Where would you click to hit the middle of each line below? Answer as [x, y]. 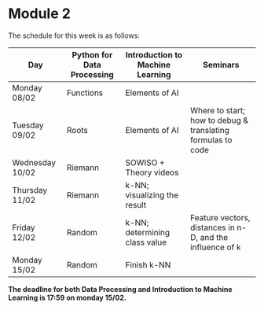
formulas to [211, 140]
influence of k [215, 247]
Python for [92, 54]
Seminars [221, 65]
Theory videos [152, 172]
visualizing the [152, 195]
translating [210, 130]
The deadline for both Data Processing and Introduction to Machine [121, 289]
